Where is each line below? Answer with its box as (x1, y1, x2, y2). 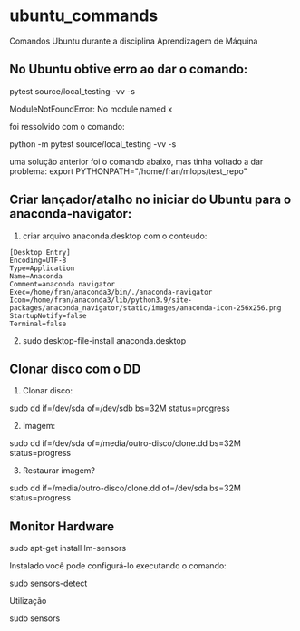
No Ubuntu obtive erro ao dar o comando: (9, 62, 248, 77)
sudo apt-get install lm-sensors (9, 543, 127, 554)
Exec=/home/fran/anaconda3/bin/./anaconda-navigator (9, 287, 213, 296)
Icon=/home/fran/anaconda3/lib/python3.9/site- (9, 296, 193, 305)
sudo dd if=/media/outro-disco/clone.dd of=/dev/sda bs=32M (9, 482, 242, 494)
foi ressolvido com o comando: (9, 121, 125, 131)
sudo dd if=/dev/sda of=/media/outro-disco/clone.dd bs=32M (9, 438, 242, 449)
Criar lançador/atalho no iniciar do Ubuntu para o (9, 192, 292, 208)
